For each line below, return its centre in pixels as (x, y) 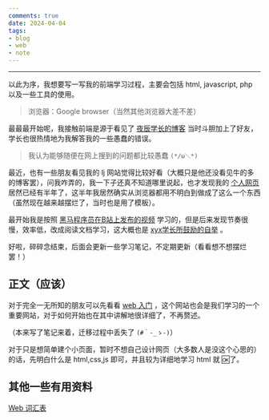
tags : (17, 30)
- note (19, 53)
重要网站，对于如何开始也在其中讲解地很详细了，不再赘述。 (106, 315)
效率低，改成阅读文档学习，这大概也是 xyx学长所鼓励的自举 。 (125, 230)
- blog (19, 38)
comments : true (34, 16)
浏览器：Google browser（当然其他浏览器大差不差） (114, 111)
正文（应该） (40, 284)
